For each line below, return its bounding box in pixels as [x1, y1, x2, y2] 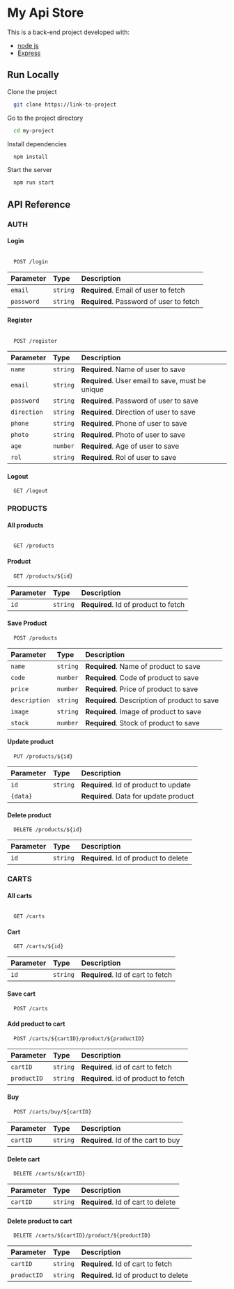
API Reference [7, 199, 71, 210]
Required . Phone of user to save [81, 418, 187, 428]
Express [17, 49, 41, 57]
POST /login [13, 258, 49, 265]
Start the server [7, 166, 52, 174]
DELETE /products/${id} [13, 826, 82, 833]
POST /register [13, 337, 58, 344]
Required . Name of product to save [85, 661, 201, 671]
